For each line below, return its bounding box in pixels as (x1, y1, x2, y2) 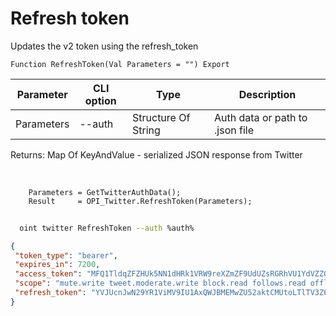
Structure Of (132, 110, 191, 124)
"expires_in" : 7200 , (14, 260, 101, 270)
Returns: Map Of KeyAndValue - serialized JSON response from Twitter (10, 148, 303, 161)
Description (238, 87, 297, 101)
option (84, 93, 117, 107)
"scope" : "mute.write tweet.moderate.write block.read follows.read (14, 278, 307, 289)
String (132, 123, 161, 137)
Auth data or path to (214, 110, 308, 124)
